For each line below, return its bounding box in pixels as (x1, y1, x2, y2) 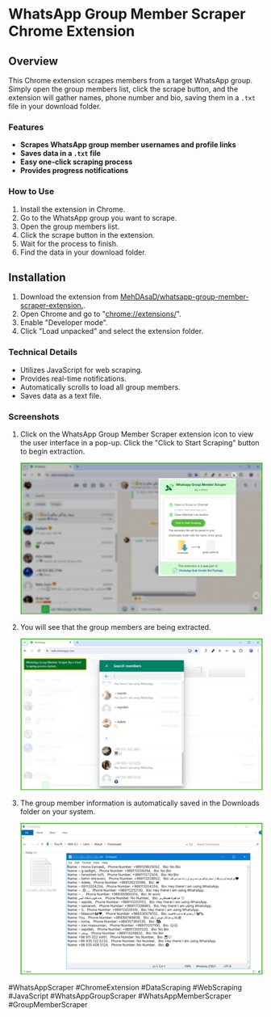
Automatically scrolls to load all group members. (19, 382, 181, 392)
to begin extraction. (19, 446, 85, 456)
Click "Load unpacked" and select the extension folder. (19, 327, 204, 336)
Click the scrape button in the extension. (19, 230, 155, 239)
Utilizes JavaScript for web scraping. (19, 365, 143, 374)
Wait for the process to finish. (19, 238, 119, 248)
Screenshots (8, 411, 60, 422)
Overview (8, 54, 59, 68)
